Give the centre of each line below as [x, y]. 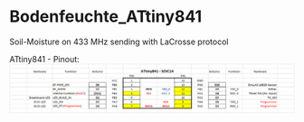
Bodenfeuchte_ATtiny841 [106, 17]
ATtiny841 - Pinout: [44, 59]
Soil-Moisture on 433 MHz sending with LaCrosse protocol [119, 42]
